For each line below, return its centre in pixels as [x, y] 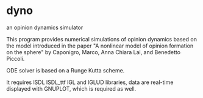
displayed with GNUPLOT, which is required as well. [71, 88]
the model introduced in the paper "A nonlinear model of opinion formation [100, 46]
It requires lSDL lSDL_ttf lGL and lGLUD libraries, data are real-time [90, 82]
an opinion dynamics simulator [45, 27]
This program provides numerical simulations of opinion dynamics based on [101, 39]
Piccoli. [16, 58]
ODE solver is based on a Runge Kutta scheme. [66, 70]
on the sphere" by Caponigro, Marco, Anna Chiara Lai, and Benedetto [94, 52]
